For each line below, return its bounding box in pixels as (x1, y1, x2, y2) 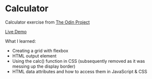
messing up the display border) (12, 63, 76, 69)
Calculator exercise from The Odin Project (5, 19, 90, 25)
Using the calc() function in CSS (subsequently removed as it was (12, 58, 145, 64)
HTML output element (12, 53, 57, 59)
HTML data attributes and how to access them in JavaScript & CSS (12, 68, 148, 74)
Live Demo (5, 28, 27, 34)
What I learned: (5, 38, 36, 44)
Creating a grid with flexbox (12, 48, 69, 53)
